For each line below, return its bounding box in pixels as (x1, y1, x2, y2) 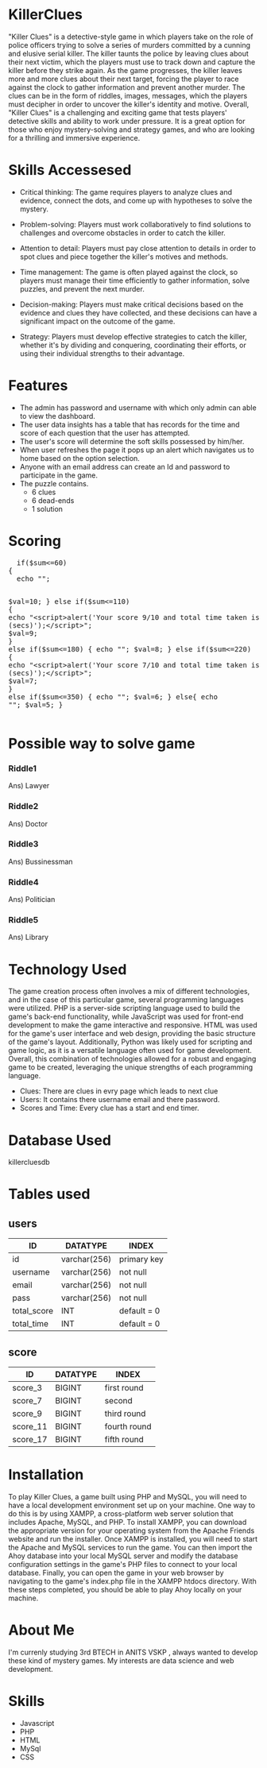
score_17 (12, 1434, 48, 1445)
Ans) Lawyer (8, 781, 50, 791)
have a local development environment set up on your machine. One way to (8, 1500, 256, 1511)
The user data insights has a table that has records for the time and (19, 420, 240, 429)
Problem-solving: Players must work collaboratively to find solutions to (19, 219, 252, 229)
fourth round (104, 1421, 152, 1432)
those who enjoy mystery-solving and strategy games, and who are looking (8, 125, 255, 134)
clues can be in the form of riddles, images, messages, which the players (8, 91, 248, 100)
